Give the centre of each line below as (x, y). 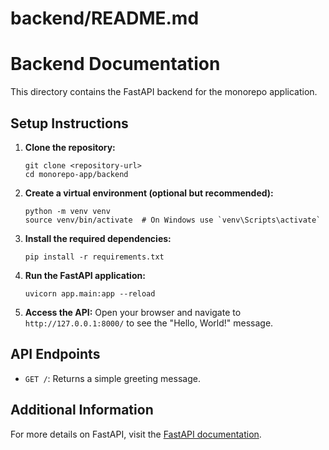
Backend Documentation (115, 64)
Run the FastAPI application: (85, 275)
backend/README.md (105, 18)
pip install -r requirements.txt (94, 257)
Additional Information (82, 410)
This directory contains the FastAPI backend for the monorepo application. (164, 92)
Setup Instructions (69, 123)
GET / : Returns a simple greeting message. (112, 378)
